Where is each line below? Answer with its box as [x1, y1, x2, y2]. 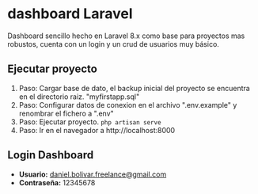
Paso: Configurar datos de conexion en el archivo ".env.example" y [18, 100, 237, 109]
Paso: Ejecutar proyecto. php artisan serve [18, 116, 161, 127]
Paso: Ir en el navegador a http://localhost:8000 [18, 125, 176, 135]
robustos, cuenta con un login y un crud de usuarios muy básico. [7, 39, 219, 48]
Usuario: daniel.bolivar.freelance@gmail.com [18, 169, 167, 179]
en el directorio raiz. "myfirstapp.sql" [18, 92, 140, 101]
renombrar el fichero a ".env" [18, 108, 114, 118]
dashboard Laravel [7, 5, 133, 23]
